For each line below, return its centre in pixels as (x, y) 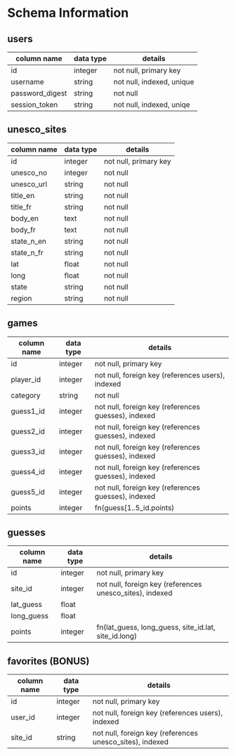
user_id (23, 717)
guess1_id (28, 411)
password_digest (39, 93)
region (21, 298)
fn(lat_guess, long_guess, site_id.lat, (156, 627)
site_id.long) (117, 636)
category (26, 395)
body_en (25, 218)
